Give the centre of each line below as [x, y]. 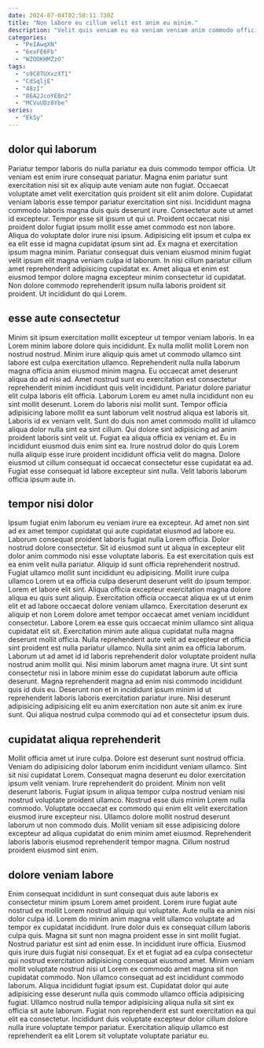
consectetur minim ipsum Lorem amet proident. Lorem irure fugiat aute [123, 902]
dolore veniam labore [61, 875]
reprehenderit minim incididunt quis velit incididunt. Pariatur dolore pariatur [130, 387]
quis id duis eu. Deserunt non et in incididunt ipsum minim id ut [110, 690]
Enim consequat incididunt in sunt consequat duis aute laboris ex [113, 893]
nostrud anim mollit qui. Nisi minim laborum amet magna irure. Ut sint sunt [128, 665]
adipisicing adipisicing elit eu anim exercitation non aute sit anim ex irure [125, 706]
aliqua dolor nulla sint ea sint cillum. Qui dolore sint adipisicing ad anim [123, 429]
